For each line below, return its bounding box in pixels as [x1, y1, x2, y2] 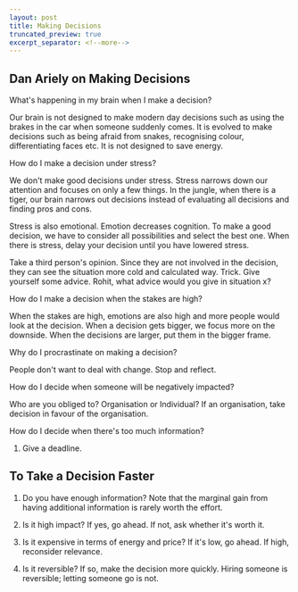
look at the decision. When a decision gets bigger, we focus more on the [9, 321, 276, 331]
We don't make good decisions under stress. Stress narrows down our [9, 175, 269, 186]
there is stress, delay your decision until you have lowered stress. [9, 240, 250, 251]
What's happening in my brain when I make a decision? [9, 95, 212, 105]
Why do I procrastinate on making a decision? [9, 347, 178, 358]
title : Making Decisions [9, 21, 102, 30]
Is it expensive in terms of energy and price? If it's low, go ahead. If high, [21, 537, 290, 547]
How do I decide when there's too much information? [9, 426, 205, 437]
